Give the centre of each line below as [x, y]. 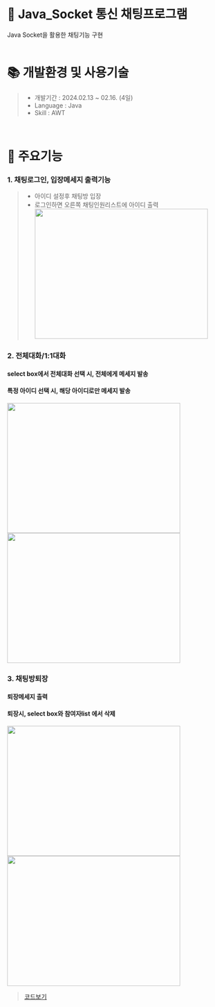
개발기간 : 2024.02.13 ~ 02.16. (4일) [84, 97]
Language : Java [58, 105]
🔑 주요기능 [35, 156]
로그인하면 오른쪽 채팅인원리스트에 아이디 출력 [96, 205]
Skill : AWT [50, 112]
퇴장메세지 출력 [28, 696]
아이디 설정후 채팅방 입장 [68, 196]
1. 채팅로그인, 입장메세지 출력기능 [59, 180]
